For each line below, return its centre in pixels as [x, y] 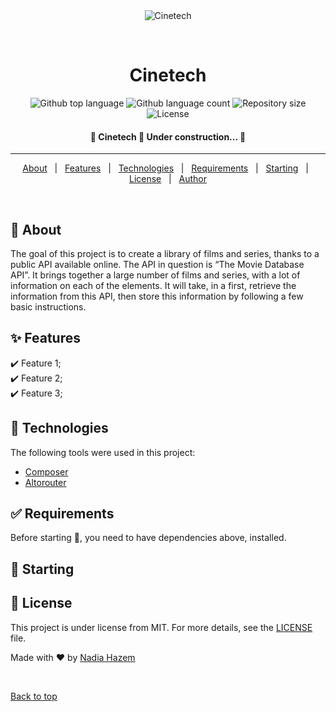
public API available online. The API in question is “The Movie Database [157, 264]
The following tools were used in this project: [103, 452]
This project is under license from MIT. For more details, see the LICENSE [161, 627]
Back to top [34, 696]
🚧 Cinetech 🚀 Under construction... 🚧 [168, 136]
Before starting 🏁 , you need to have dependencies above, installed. [148, 538]
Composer [46, 471]
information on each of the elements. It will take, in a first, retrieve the [153, 285]
